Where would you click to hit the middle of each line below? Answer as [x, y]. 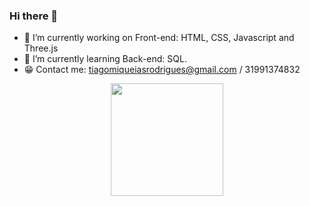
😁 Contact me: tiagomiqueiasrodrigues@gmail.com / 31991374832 [162, 70]
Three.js [41, 48]
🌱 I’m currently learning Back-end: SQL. [105, 59]
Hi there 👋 [34, 16]
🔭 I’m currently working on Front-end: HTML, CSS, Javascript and [159, 38]
